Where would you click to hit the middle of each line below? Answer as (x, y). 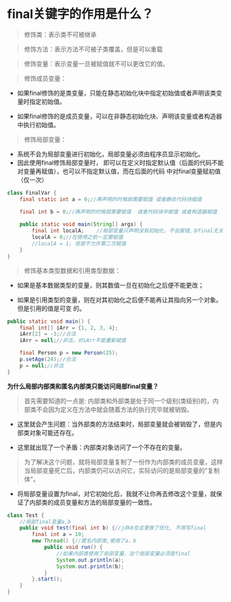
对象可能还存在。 (53, 432)
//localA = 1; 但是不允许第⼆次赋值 (79, 244)
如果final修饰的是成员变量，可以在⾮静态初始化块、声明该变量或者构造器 (119, 116)
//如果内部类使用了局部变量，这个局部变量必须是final (123, 553)
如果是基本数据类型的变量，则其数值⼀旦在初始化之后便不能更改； (110, 285)
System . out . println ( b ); (90, 566)
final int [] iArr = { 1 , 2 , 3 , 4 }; (69, 327)
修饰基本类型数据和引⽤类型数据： (72, 270)
